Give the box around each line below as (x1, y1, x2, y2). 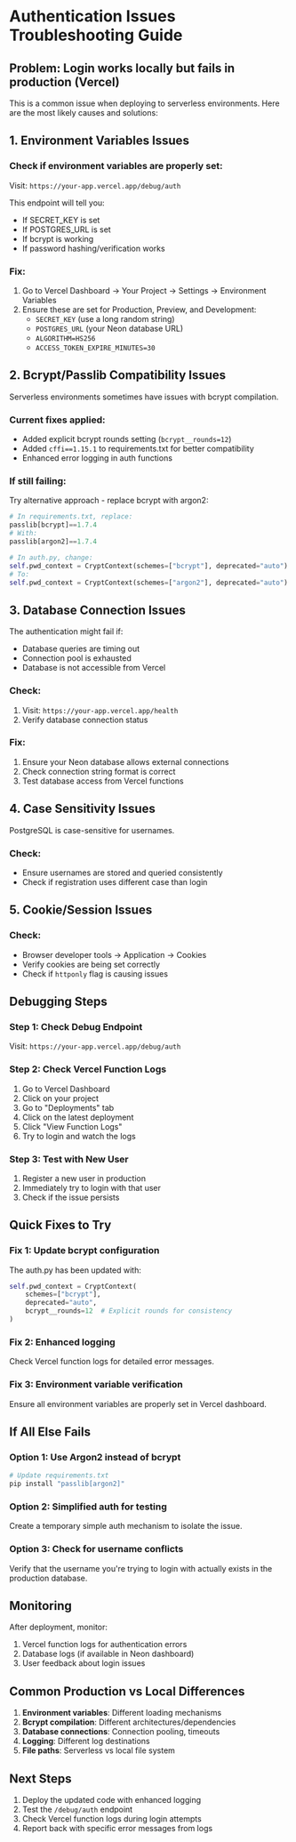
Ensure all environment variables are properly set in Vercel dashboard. (9, 1398, 267, 1409)
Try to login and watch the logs (21, 1130, 136, 1141)
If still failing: (9, 475, 67, 487)
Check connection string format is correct (21, 766, 176, 776)
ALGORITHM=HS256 (35, 334, 96, 343)
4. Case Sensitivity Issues (9, 801, 156, 816)
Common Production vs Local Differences (9, 1684, 245, 1699)
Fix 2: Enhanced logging (9, 1336, 116, 1348)
